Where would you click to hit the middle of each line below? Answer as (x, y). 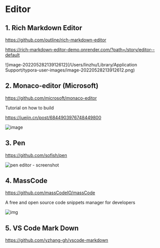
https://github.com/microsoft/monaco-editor (51, 98)
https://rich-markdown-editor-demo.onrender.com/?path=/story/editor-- (80, 50)
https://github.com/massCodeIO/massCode (50, 193)
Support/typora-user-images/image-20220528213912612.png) (70, 70)
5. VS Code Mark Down (42, 228)
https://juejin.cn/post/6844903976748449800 (53, 117)
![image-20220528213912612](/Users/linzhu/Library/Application (71, 65)
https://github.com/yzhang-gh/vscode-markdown (57, 240)
